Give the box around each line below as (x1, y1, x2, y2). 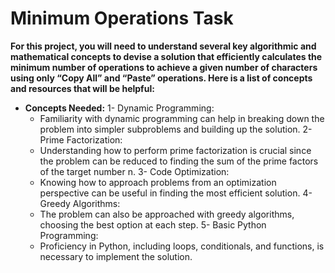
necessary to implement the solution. (39, 250, 193, 262)
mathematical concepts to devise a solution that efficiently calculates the (10, 50, 323, 62)
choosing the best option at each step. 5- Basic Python (39, 218, 267, 231)
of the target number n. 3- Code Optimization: (39, 165, 230, 177)
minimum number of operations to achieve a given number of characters (10, 61, 318, 73)
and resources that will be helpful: (10, 82, 155, 94)
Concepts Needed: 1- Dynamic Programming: (24, 102, 215, 114)
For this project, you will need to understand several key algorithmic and (10, 40, 317, 52)
